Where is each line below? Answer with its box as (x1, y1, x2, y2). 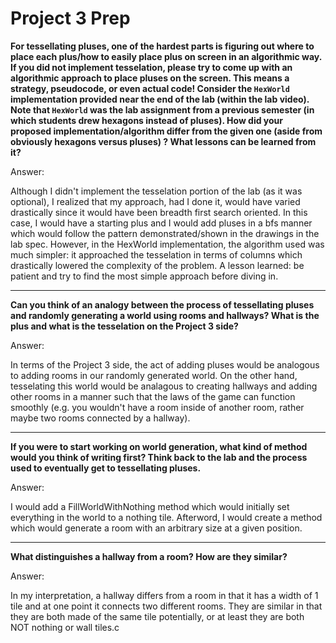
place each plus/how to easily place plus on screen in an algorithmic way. (10, 50, 322, 62)
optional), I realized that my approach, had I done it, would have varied (10, 195, 301, 207)
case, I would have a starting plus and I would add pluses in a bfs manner (10, 217, 313, 229)
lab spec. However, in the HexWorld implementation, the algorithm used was (10, 238, 325, 250)
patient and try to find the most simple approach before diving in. (10, 270, 279, 282)
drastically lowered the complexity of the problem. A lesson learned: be (10, 259, 305, 271)
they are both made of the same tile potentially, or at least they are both (10, 610, 305, 622)
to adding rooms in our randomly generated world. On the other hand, (10, 369, 298, 381)
